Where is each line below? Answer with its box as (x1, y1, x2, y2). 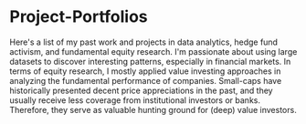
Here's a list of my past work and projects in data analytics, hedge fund (9, 36, 279, 47)
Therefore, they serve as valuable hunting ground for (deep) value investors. (9, 104, 297, 115)
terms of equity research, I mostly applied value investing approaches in (9, 66, 281, 77)
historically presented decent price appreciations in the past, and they (9, 85, 273, 96)
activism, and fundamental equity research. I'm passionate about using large (9, 46, 298, 57)
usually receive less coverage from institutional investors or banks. (9, 94, 260, 106)
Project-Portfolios (9, 6, 148, 27)
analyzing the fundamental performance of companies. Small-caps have (9, 75, 282, 86)
